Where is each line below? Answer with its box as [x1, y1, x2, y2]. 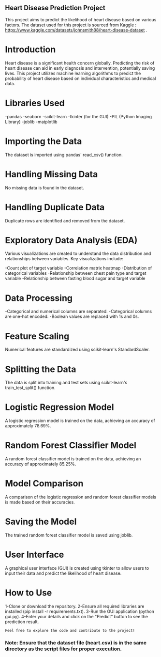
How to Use [5, 587, 52, 598]
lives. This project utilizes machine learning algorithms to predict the [5, 70, 141, 76]
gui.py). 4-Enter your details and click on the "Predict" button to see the [5, 613, 148, 619]
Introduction [5, 44, 56, 55]
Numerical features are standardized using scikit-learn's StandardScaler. [5, 346, 150, 353]
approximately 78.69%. [5, 423, 52, 429]
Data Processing [5, 293, 73, 303]
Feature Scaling [5, 330, 70, 342]
